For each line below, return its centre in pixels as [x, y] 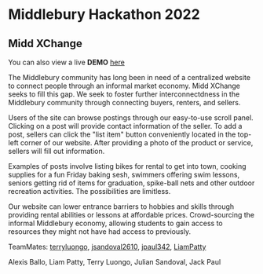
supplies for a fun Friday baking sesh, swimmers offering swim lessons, [124, 175]
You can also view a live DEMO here [67, 62]
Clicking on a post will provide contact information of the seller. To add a [125, 126]
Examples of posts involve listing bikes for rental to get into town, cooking [127, 166]
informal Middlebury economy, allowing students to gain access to [116, 223]
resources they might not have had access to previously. [99, 232]
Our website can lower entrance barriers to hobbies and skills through [121, 206]
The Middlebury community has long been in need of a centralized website [130, 77]
